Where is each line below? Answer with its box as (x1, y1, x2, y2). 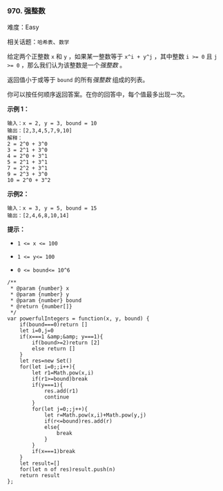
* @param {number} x (10, 285, 70, 292)
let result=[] (19, 460, 60, 467)
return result (19, 472, 60, 479)
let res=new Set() (19, 357, 72, 365)
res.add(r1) (43, 388, 79, 394)
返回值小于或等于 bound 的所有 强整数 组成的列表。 (7, 76, 149, 84)
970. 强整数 (7, 6, 46, 15)
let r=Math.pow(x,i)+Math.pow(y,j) (43, 412, 147, 419)
